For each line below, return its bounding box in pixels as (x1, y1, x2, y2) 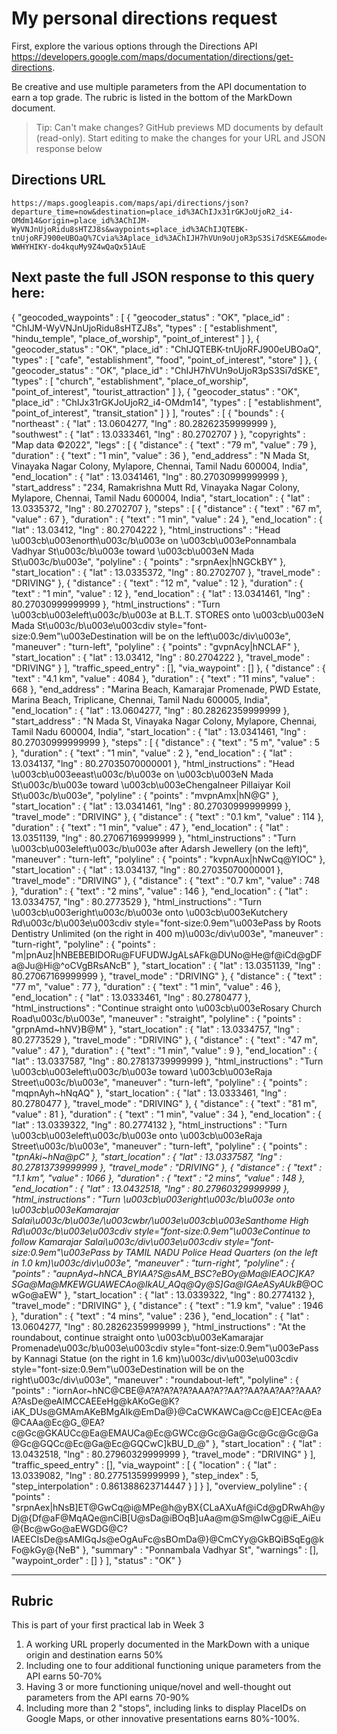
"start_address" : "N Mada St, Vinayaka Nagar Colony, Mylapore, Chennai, (11, 715, 318, 727)
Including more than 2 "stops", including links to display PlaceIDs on (25, 1702, 307, 1714)
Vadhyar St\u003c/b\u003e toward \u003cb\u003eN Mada (11, 545, 255, 557)
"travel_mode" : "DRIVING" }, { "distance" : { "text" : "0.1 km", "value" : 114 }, (11, 810, 324, 822)
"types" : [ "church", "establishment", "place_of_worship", (11, 375, 249, 387)
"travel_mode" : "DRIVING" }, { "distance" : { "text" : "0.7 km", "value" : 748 (11, 874, 321, 886)
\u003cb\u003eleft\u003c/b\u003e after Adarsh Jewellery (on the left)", (11, 842, 309, 854)
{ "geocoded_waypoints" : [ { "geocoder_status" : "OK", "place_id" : (11, 311, 290, 323)
